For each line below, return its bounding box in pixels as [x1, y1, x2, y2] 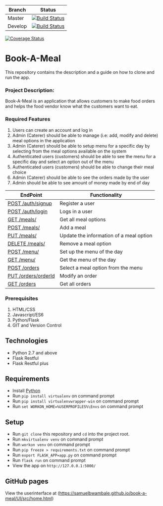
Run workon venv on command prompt [12, 442, 90, 448]
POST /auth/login [7, 208, 48, 215]
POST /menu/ [7, 248, 39, 255]
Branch [8, 6, 26, 13]
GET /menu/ [7, 256, 36, 263]
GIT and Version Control [12, 322, 62, 328]
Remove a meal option [59, 240, 111, 247]
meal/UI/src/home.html [5, 496, 53, 502]
